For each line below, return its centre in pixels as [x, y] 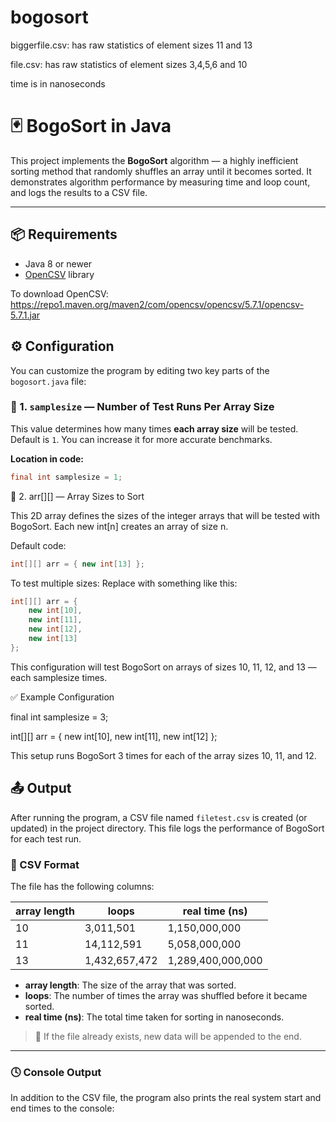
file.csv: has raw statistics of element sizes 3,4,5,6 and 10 [129, 64]
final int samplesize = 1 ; [66, 477]
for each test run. [46, 838]
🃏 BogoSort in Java [91, 126]
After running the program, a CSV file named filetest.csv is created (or [159, 817]
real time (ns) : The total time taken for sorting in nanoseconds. [154, 1017]
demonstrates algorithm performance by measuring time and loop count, [160, 182]
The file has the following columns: [82, 886]
